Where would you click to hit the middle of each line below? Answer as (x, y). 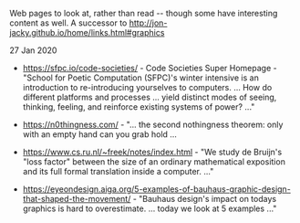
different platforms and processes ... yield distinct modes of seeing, (150, 97)
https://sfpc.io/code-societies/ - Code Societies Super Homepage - (150, 68)
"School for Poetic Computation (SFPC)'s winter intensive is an (141, 78)
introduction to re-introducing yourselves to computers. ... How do (147, 87)
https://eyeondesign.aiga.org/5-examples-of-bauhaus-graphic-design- (157, 189)
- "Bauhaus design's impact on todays (204, 199)
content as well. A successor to (68, 23)
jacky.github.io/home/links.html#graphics (87, 32)
